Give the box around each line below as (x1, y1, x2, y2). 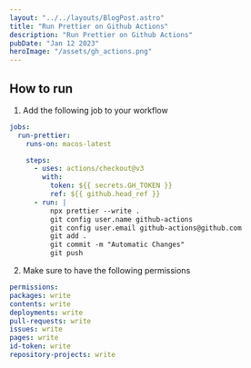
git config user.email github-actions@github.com (49, 224, 243, 233)
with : (42, 173, 64, 182)
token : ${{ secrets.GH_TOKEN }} (49, 181, 173, 191)
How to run (9, 81, 74, 96)
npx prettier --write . (49, 206, 141, 215)
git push (49, 249, 84, 258)
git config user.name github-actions (49, 214, 194, 224)
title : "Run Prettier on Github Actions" (9, 22, 169, 31)
